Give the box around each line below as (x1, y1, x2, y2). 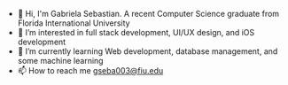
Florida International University (17, 18, 130, 28)
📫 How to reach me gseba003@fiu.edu (17, 66, 164, 75)
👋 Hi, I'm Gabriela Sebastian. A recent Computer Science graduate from (17, 9, 280, 19)
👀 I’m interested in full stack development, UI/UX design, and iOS (17, 27, 255, 37)
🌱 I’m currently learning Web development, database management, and (17, 46, 278, 57)
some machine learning (17, 56, 104, 66)
